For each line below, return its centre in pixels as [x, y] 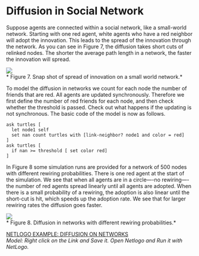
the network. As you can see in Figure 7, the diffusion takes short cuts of [95, 47]
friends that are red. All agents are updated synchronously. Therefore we [95, 94]
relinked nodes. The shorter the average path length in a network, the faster [99, 53]
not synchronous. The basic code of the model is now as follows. [86, 113]
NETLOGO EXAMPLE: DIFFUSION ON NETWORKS [67, 234]
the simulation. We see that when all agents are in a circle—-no [83, 180]
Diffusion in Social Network [75, 11]
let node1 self [30, 129]
